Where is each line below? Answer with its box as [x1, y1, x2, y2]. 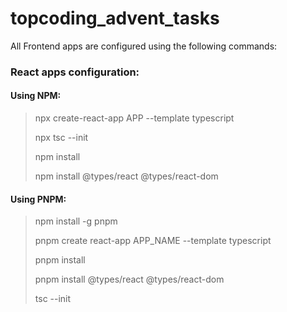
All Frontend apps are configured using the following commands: [10, 40, 278, 52]
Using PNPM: [10, 193, 67, 205]
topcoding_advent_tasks [10, 7, 220, 30]
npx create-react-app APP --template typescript [34, 112, 235, 124]
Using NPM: [10, 90, 62, 102]
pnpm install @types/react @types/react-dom [34, 273, 225, 286]
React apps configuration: [10, 65, 140, 79]
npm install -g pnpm [34, 215, 118, 227]
